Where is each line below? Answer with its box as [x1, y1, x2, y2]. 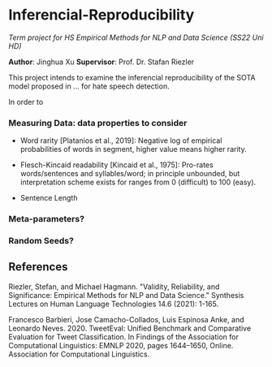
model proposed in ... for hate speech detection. [8, 81, 170, 91]
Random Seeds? [8, 235, 75, 247]
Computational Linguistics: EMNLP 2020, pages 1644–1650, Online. [8, 340, 234, 350]
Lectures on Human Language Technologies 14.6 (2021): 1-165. [8, 299, 219, 309]
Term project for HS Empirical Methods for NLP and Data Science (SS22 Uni [8, 32, 264, 42]
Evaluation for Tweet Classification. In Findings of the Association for [8, 331, 240, 342]
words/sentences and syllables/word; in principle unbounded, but [19, 169, 240, 179]
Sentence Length [19, 193, 78, 203]
